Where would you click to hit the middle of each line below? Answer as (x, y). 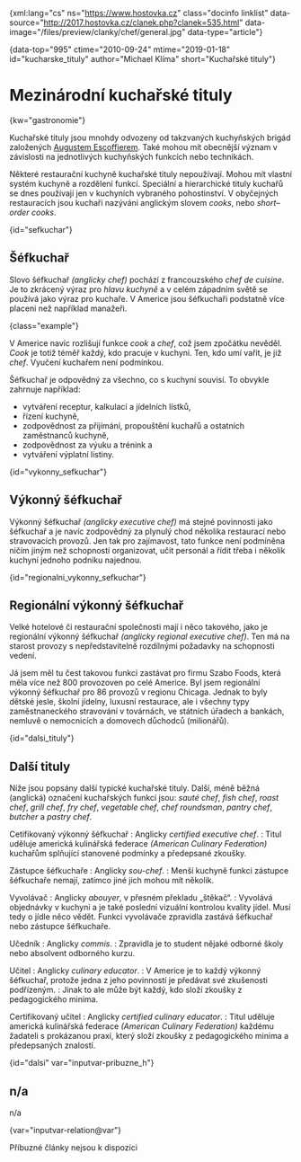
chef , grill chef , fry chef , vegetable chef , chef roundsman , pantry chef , (141, 807)
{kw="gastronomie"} (48, 120)
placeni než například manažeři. (68, 308)
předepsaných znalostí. (53, 1045)
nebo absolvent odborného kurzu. (72, 954)
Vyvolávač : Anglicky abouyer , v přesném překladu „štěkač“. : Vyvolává (141, 898)
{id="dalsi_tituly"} (42, 738)
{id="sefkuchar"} (41, 229)
